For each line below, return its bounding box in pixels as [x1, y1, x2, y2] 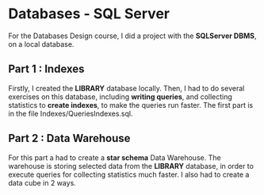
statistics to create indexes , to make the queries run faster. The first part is [8, 100, 254, 109]
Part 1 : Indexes [8, 63, 85, 76]
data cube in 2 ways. [8, 178, 77, 187]
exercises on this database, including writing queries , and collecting [8, 92, 232, 101]
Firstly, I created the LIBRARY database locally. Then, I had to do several [8, 83, 245, 93]
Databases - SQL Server [8, 5, 170, 23]
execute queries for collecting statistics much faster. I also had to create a [8, 170, 250, 179]
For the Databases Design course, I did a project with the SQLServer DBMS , [8, 31, 257, 40]
